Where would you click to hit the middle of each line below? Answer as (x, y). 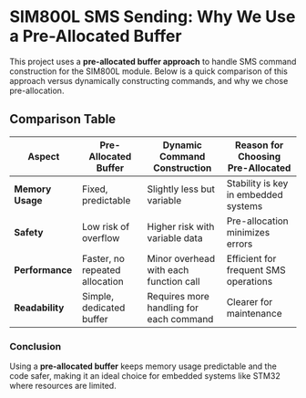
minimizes (248, 232)
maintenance (254, 313)
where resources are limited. (63, 386)
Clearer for (250, 301)
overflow (101, 237)
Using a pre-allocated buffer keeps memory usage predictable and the (143, 366)
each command (180, 319)
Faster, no (103, 258)
